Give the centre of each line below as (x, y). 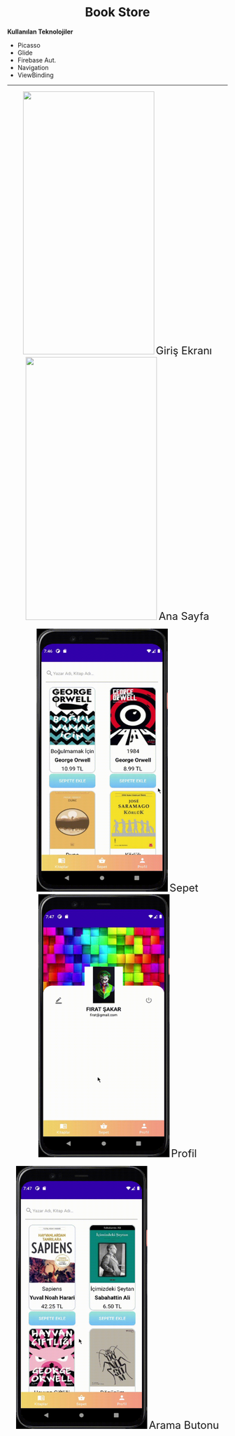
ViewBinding (35, 75)
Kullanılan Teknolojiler (40, 32)
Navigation (33, 67)
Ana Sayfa (184, 616)
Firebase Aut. (37, 60)
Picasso (29, 45)
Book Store (117, 12)
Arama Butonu (184, 1425)
